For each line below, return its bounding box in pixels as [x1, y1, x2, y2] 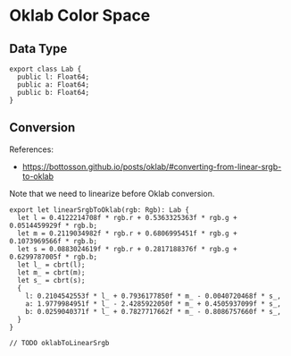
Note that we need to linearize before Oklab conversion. [9, 188, 215, 199]
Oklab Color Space [9, 5, 151, 26]
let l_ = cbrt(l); [17, 260, 87, 269]
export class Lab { [9, 64, 82, 73]
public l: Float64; [17, 72, 90, 81]
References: [9, 144, 54, 155]
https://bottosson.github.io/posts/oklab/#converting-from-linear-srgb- [21, 161, 282, 172]
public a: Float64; [17, 81, 90, 89]
